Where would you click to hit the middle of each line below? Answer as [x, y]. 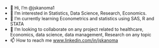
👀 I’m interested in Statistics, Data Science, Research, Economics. [78, 13]
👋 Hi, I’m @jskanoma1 [32, 8]
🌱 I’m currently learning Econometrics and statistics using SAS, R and [82, 18]
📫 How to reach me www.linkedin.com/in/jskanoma [64, 40]
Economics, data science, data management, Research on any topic [81, 35]
